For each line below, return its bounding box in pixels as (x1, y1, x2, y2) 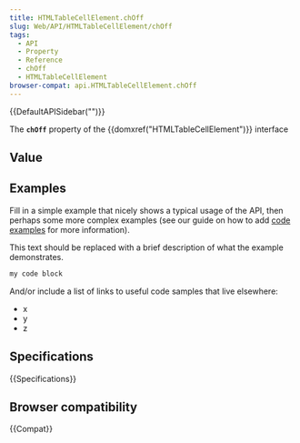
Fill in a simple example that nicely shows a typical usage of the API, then (9, 205, 284, 216)
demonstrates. (9, 251, 64, 262)
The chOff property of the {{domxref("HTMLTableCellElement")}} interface (9, 124, 289, 135)
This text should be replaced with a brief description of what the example (9, 242, 284, 253)
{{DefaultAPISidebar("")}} (9, 106, 105, 116)
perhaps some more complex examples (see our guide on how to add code (9, 215, 291, 226)
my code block (9, 269, 64, 278)
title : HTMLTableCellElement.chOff (9, 13, 145, 23)
